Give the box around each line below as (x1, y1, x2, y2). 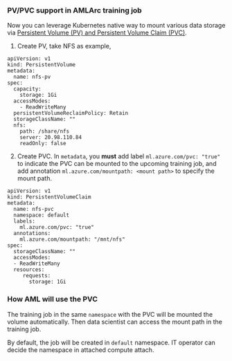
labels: (13, 218, 36, 225)
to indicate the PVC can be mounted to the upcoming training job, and (17, 160, 217, 168)
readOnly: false (19, 140, 67, 147)
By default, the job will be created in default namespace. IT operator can (7, 338, 216, 346)
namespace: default (13, 212, 70, 219)
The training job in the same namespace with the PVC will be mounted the (7, 310, 213, 318)
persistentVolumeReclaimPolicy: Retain (13, 110, 129, 117)
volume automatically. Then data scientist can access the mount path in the (7, 317, 223, 326)
